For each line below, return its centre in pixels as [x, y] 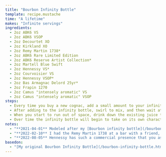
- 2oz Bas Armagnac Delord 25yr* [44, 83]
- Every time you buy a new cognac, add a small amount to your [77, 106]
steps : [12, 101]
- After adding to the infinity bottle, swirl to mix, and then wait [83, 110]
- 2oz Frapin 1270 [29, 87]
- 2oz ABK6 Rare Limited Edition [44, 55]
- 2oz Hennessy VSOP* [32, 78]
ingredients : [19, 28]
